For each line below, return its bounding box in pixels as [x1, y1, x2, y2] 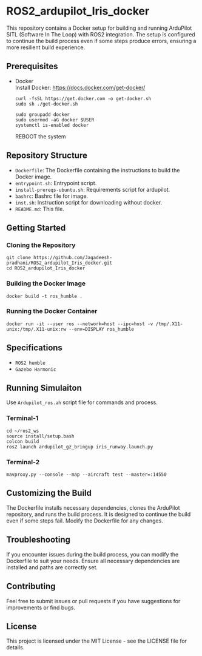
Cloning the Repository [6, 241, 76, 249]
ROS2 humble [15, 360, 45, 366]
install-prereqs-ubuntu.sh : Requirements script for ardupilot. [15, 186, 170, 193]
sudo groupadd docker [15, 111, 70, 118]
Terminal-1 [6, 414, 39, 422]
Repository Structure [6, 150, 88, 161]
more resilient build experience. [6, 44, 86, 51]
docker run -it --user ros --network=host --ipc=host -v [6, 320, 153, 327]
